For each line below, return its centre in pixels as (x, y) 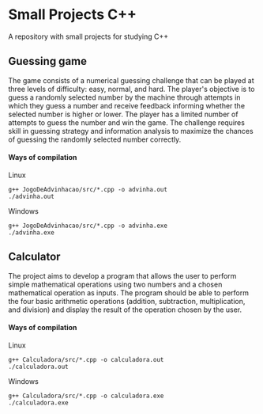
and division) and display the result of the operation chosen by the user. (125, 310)
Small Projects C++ (72, 15)
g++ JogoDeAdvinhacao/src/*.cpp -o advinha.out (88, 189)
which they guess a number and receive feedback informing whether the (127, 105)
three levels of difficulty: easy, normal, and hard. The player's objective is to (131, 89)
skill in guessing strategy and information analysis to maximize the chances (131, 131)
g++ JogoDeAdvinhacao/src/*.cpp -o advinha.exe (88, 226)
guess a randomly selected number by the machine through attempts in (124, 97)
